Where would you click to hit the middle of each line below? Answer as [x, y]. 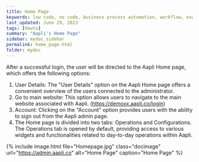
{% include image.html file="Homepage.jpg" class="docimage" [84, 146]
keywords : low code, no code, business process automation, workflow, [95, 17]
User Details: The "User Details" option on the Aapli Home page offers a [102, 85]
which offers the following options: [48, 73]
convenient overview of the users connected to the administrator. [94, 91]
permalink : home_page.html [39, 45]
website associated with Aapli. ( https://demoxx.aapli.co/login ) [90, 103]
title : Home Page [28, 12]
